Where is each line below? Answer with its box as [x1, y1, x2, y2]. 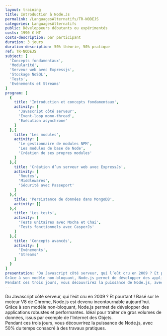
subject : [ [5, 53, 28, 59]
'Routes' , [18, 173, 39, 179]
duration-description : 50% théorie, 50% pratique [5, 44, 110, 49]
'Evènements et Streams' [9, 81, 61, 86]
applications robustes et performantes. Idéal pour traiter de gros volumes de [5, 309, 162, 316]
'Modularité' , [9, 63, 39, 68]
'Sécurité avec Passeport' [18, 183, 75, 188]
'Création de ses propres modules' [18, 151, 92, 156]
